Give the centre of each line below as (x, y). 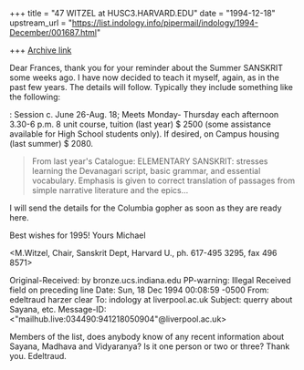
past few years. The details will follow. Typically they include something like (152, 87)
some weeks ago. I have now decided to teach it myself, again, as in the (145, 77)
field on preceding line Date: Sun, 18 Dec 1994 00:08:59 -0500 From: (139, 290)
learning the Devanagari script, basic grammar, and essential (146, 171)
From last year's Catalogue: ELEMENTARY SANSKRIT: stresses (150, 161)
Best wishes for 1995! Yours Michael (78, 235)
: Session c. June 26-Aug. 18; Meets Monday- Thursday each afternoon (144, 114)
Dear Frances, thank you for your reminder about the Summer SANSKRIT (147, 68)
